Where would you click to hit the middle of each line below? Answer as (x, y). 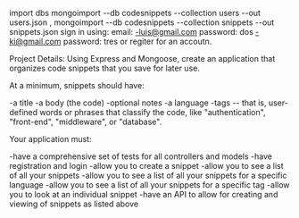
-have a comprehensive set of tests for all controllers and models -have (141, 156)
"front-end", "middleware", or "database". (86, 122)
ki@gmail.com (35, 41)
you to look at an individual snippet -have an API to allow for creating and (144, 194)
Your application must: (50, 139)
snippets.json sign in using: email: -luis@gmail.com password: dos (132, 32)
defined (24, 112)
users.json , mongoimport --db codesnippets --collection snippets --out (142, 22)
